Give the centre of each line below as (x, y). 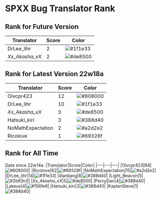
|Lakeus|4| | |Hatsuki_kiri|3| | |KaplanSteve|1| (72, 186)
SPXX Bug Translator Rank (60, 9)
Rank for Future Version (42, 27)
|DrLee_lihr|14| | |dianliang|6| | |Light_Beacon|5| (74, 175)
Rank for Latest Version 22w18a (54, 74)
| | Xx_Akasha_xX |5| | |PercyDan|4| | (87, 181)
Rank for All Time (32, 153)
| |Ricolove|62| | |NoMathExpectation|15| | (92, 170)
